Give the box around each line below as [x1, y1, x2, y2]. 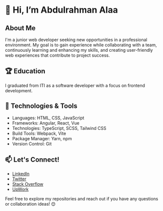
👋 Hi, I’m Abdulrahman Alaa [5, 4, 118, 16]
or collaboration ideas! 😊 [5, 201, 56, 207]
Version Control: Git [12, 141, 52, 147]
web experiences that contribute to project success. [5, 52, 110, 58]
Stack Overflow [12, 181, 44, 187]
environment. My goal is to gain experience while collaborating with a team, [5, 42, 157, 48]
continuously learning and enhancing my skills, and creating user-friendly [5, 47, 153, 53]
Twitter [12, 176, 27, 182]
